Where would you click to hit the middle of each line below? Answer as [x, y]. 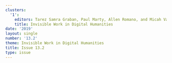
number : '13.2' [21, 39]
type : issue [18, 52]
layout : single [21, 34]
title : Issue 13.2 [25, 48]
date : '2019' [19, 29]
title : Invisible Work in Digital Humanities [64, 24]
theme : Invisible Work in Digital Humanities [55, 43]
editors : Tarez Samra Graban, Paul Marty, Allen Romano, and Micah [88, 19]
